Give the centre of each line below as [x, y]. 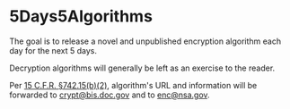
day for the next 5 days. [53, 50]
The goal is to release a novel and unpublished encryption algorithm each [145, 41]
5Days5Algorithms [81, 17]
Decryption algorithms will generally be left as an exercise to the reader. [142, 68]
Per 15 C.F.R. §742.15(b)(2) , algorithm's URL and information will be [133, 85]
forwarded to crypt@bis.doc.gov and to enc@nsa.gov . [110, 95]
